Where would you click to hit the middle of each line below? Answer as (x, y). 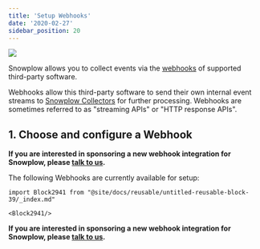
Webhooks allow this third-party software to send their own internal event (130, 92)
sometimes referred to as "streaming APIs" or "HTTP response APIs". (123, 110)
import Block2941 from (46, 193)
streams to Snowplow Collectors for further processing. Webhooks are (125, 101)
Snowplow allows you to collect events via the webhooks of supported (125, 68)
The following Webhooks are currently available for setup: (104, 178)
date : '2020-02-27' (41, 23)
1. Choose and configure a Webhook (100, 134)
